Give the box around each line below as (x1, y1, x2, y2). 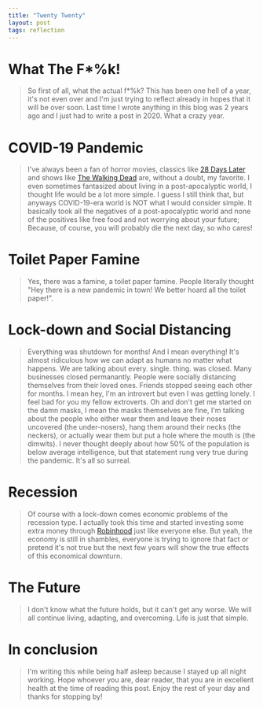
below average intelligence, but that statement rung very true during (27, 448, 249, 457)
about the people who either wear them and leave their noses (27, 414, 227, 423)
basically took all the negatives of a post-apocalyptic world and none (27, 206, 251, 216)
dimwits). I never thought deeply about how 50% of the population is (27, 439, 250, 449)
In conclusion (8, 641, 98, 659)
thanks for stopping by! (27, 692, 103, 701)
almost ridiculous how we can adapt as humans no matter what (27, 356, 232, 365)
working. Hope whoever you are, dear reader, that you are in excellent (27, 674, 254, 685)
